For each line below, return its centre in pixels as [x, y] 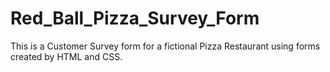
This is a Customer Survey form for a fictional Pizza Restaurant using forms [165, 46]
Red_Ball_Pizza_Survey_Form [135, 18]
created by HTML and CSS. [66, 56]
